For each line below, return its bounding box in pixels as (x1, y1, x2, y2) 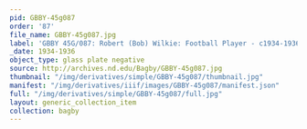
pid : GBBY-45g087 (9, 13, 76, 23)
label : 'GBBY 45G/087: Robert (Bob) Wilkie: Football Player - (9, 38, 256, 48)
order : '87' (9, 22, 55, 31)
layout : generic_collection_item (9, 97, 137, 107)
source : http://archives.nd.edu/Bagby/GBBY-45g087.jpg (9, 64, 223, 74)
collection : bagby (9, 106, 79, 115)
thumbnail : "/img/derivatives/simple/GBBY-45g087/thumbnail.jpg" (9, 73, 263, 82)
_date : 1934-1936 (9, 47, 76, 56)
